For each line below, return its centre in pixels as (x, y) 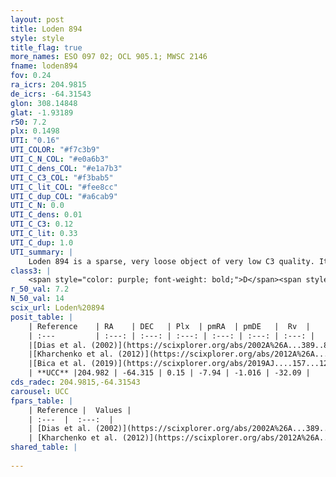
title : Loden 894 (46, 29)
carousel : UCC (40, 391)
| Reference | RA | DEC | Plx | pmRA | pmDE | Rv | (169, 326)
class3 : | (31, 271)
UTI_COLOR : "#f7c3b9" (55, 150)
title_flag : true (46, 47)
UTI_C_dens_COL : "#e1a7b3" (66, 168)
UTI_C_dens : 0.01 (46, 215)
